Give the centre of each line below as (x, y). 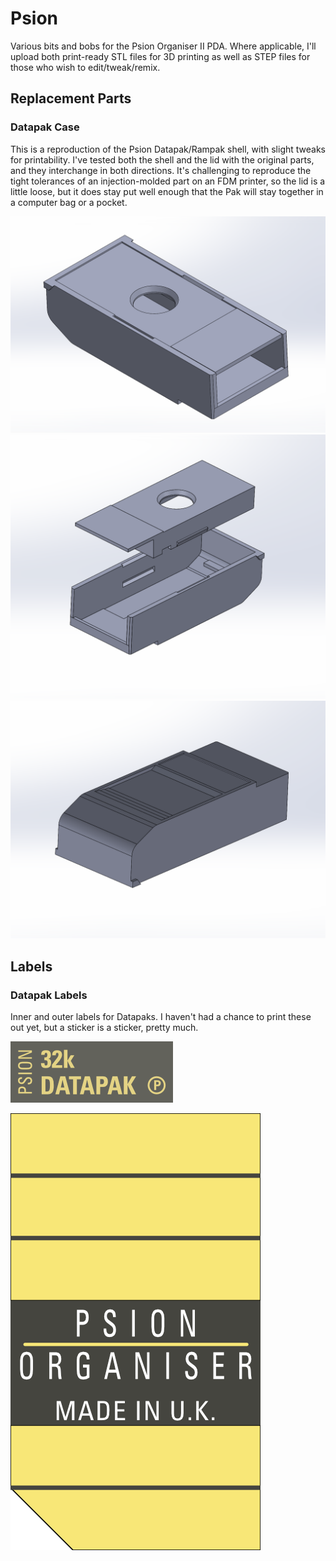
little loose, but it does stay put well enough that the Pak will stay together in (167, 191)
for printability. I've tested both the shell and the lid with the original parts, (162, 159)
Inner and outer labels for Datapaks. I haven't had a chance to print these (161, 1017)
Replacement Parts (71, 98)
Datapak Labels (49, 995)
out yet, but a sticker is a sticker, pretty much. (104, 1028)
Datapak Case (45, 127)
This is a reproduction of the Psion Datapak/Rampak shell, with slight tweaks (168, 149)
